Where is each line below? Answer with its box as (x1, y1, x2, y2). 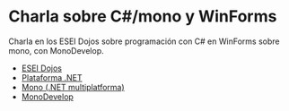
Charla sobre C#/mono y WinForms (8, 6, 277, 27)
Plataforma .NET (21, 72, 83, 82)
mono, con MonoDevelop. (8, 45, 104, 55)
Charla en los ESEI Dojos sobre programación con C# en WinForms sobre (8, 36, 280, 47)
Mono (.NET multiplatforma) (21, 81, 125, 92)
